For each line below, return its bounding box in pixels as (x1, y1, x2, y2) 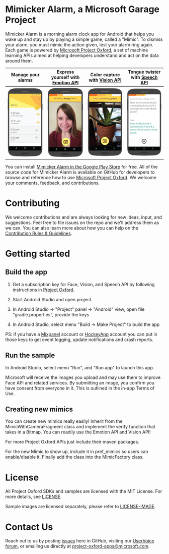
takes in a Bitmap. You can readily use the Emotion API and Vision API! (5, 429, 151, 435)
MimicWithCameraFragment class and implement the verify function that (5, 424, 156, 430)
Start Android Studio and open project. (12, 296, 93, 302)
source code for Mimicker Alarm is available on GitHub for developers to (5, 169, 155, 175)
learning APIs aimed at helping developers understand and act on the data (5, 52, 159, 59)
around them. (5, 58, 33, 64)
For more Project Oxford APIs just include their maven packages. (5, 439, 139, 445)
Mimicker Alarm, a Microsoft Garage (5, 4, 160, 15)
